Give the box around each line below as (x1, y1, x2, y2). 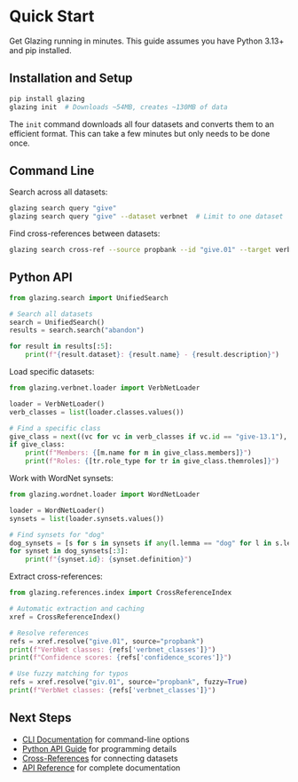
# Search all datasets (9, 309, 93, 319)
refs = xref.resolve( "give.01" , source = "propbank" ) (9, 636, 204, 645)
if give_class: (9, 440, 66, 449)
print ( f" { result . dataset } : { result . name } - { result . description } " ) (25, 351, 280, 359)
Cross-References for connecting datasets (21, 753, 179, 763)
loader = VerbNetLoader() (9, 399, 105, 408)
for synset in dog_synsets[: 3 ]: (9, 547, 129, 556)
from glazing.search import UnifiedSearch (9, 293, 169, 303)
